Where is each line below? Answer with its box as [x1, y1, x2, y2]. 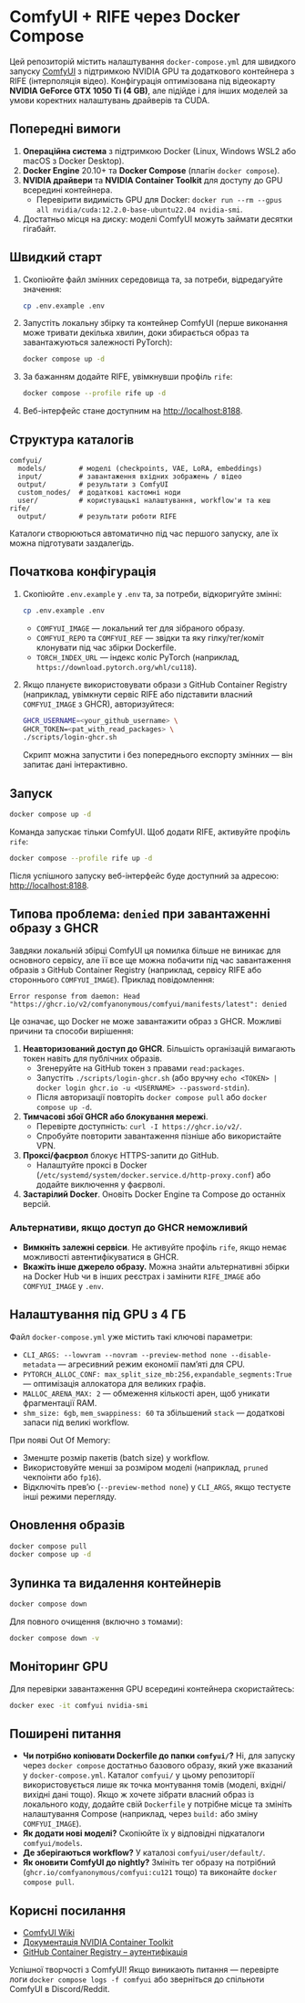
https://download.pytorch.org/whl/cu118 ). [36, 661, 198, 672]
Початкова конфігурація [9, 564, 157, 580]
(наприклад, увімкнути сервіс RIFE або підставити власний [22, 688, 253, 699]
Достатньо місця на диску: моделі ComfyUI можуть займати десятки [22, 213, 293, 225]
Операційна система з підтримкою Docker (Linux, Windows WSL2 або [22, 145, 297, 156]
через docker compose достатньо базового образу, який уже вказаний [22, 1760, 293, 1771]
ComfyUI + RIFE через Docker [9, 6, 240, 27]
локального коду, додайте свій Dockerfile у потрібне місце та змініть [22, 1799, 293, 1809]
